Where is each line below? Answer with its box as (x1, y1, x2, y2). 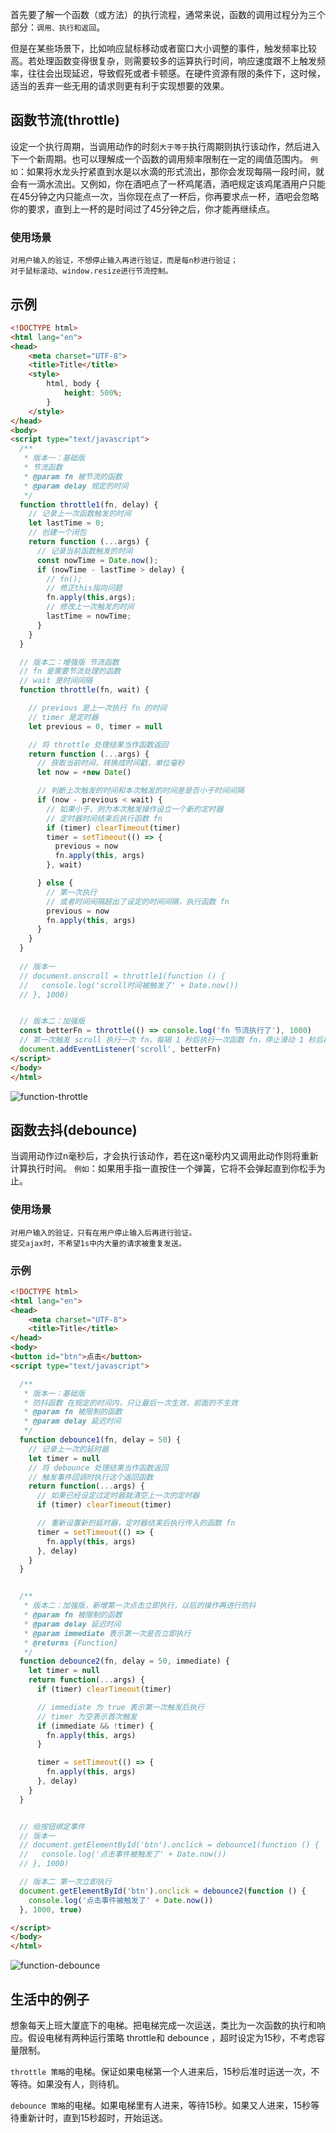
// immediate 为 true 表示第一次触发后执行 (36, 1702, 205, 1712)
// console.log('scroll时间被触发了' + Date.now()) (19, 980, 239, 990)
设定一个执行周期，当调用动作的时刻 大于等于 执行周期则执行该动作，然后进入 (10, 140, 321, 152)
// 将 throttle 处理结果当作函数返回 (28, 739, 169, 750)
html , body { (46, 379, 101, 389)
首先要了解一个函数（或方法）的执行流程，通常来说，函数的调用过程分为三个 (10, 9, 326, 20)
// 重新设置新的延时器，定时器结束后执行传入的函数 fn (36, 1518, 236, 1528)
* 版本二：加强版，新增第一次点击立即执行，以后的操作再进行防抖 (23, 1601, 257, 1611)
